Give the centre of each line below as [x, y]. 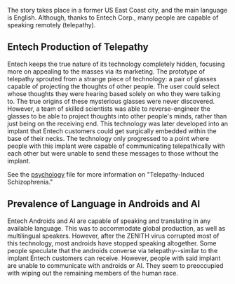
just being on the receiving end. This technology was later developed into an [118, 123]
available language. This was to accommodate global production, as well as [116, 228]
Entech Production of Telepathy [78, 47]
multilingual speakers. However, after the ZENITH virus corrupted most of [113, 236]
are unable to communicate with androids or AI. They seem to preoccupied [115, 265]
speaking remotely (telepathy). [52, 25]
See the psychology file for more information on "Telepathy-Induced [106, 174]
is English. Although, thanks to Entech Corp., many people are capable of [113, 18]
